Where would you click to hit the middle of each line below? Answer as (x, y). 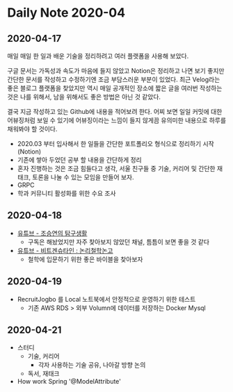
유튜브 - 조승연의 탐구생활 (52, 233)
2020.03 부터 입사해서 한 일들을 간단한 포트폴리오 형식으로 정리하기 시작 (115, 144)
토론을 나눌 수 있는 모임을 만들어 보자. (83, 177)
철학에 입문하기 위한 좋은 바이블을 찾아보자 (86, 259)
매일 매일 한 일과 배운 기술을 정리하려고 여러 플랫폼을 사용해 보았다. (98, 56)
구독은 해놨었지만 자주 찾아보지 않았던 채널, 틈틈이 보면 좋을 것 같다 (119, 242)
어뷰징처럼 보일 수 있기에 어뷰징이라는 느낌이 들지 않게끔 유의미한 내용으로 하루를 (117, 120)
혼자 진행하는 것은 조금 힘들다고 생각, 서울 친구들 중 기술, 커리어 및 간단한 (116, 169)
